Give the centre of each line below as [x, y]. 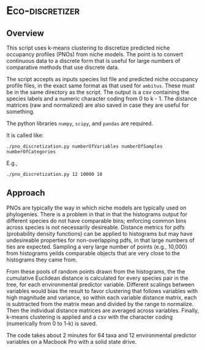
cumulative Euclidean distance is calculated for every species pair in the [97, 278]
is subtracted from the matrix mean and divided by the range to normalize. [100, 304]
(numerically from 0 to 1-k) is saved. [52, 323]
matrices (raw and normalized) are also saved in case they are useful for [98, 105]
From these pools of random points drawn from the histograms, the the [96, 271]
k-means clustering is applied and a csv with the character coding [90, 317]
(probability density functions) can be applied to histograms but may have [99, 233]
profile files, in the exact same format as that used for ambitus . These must [100, 86]
